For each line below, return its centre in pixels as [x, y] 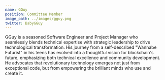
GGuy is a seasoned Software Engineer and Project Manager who [72, 37]
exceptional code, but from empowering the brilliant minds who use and [78, 68]
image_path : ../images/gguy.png [38, 19]
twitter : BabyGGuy [24, 23]
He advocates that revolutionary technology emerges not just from [73, 63]
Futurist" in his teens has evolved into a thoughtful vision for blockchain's [79, 53]
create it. [14, 73]
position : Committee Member [34, 14]
